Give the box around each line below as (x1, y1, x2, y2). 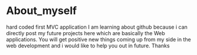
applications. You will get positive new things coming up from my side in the (6, 36, 191, 43)
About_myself (6, 4, 77, 18)
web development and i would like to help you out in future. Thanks (6, 42, 170, 49)
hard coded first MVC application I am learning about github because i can (6, 23, 188, 30)
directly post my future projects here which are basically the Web (6, 29, 166, 36)
